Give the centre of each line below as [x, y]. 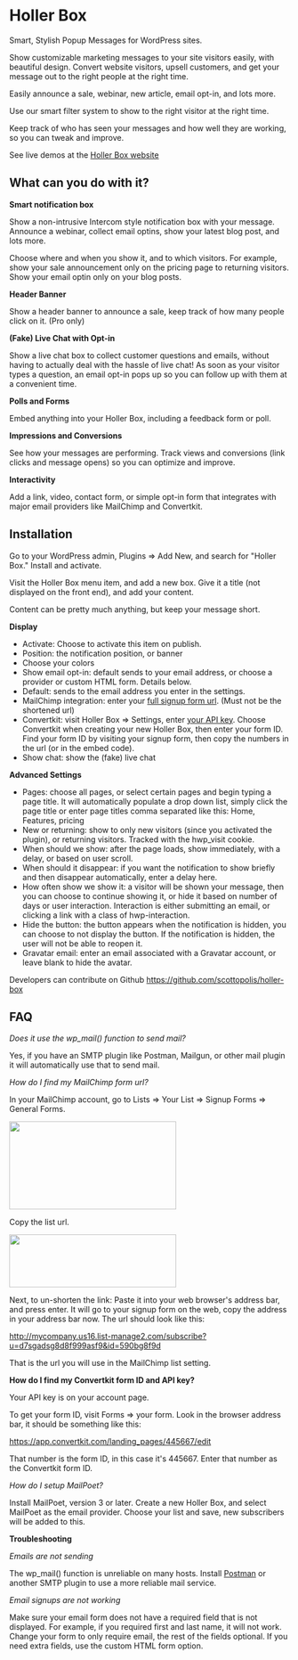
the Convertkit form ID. [51, 1468]
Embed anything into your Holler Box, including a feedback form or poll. [140, 418]
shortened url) [48, 710]
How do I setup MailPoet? [56, 1485]
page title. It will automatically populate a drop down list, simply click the [155, 801]
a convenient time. [43, 383]
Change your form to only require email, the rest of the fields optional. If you [149, 1637]
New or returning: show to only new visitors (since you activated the [147, 830]
